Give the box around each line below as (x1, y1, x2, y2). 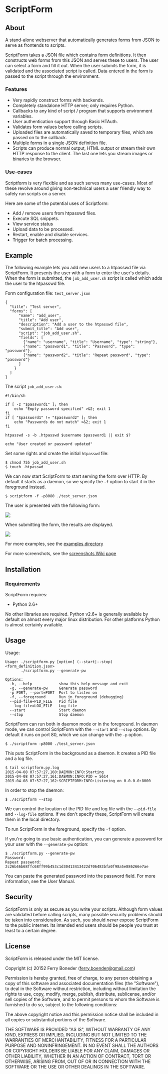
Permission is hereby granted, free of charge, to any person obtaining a (5, 975, 152, 981)
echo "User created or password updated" (5, 442, 93, 447)
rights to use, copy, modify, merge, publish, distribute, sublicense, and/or (5, 991, 156, 997)
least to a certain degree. (5, 927, 57, 933)
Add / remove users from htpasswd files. (12, 210, 96, 216)
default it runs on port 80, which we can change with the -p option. (5, 731, 143, 737)
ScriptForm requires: (5, 592, 47, 598)
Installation (5, 565, 41, 574)
